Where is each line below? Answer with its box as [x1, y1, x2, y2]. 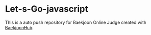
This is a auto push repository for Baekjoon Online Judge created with [5, 19, 147, 25]
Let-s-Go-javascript [5, 3, 88, 15]
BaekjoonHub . [5, 24, 34, 30]
